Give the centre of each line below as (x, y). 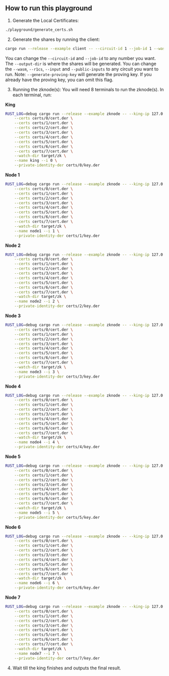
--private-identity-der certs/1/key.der (57, 236)
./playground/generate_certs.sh (39, 30)
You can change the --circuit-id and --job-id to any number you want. (80, 58)
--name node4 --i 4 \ (37, 442)
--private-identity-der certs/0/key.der (57, 165)
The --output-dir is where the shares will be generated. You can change (81, 64)
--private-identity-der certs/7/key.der (57, 658)
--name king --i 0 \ (36, 161)
